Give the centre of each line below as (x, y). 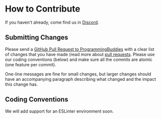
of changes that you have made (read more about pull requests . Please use (80, 54)
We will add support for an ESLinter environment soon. (59, 111)
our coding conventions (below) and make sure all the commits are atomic (79, 59)
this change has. (22, 84)
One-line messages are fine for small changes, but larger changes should (78, 74)
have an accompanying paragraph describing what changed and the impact (80, 79)
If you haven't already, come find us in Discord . (52, 22)
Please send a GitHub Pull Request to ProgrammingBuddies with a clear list (80, 49)
